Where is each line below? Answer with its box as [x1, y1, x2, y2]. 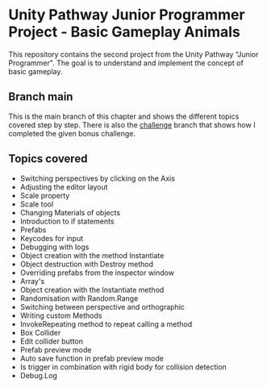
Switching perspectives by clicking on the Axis [19, 173, 176, 183]
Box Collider [19, 328, 61, 337]
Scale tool [19, 199, 54, 209]
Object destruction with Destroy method [19, 259, 154, 269]
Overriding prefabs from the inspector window [19, 268, 175, 277]
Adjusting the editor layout [19, 181, 108, 191]
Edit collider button [19, 336, 83, 346]
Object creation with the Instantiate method [19, 285, 165, 294]
